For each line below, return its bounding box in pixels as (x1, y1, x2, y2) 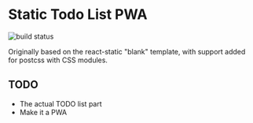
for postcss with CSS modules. (8, 55, 108, 65)
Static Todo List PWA (8, 6, 148, 24)
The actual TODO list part (19, 99, 102, 108)
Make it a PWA (19, 107, 68, 117)
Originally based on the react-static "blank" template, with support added (8, 47, 246, 56)
